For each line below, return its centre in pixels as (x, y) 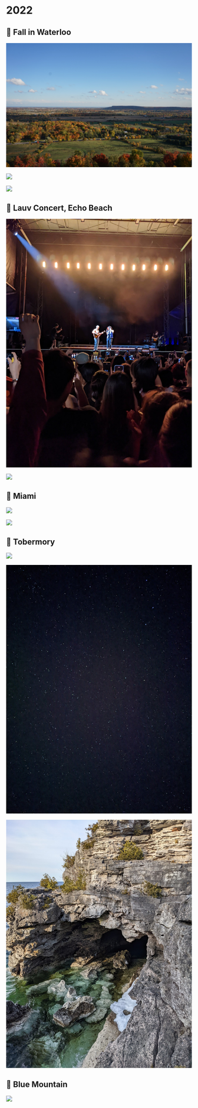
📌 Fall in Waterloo (39, 32)
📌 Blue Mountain (37, 1085)
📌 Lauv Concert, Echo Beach (60, 208)
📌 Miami (21, 496)
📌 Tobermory (31, 542)
